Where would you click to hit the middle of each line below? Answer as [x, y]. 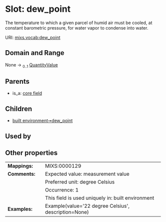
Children [19, 109]
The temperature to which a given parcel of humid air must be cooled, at [79, 23]
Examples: [20, 209]
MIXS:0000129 [63, 166]
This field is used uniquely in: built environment [100, 198]
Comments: [21, 174]
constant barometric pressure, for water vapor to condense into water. [77, 28]
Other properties [31, 153]
